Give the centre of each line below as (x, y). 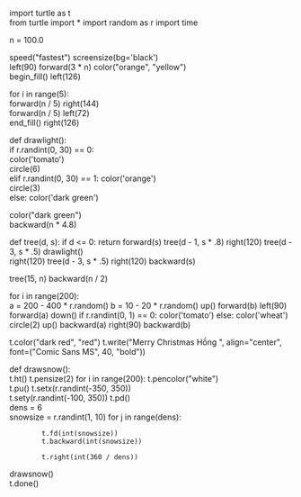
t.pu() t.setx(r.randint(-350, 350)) (71, 388)
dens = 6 (26, 407)
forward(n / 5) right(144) (54, 104)
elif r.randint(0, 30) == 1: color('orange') (83, 178)
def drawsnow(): (40, 369)
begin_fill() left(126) (45, 77)
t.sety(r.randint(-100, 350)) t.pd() (70, 398)
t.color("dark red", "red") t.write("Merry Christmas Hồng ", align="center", (146, 342)
